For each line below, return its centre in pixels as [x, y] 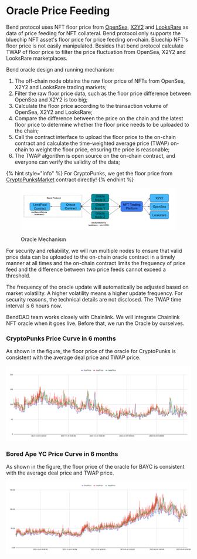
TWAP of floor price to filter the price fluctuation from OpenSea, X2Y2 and [96, 52]
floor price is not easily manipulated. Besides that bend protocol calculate [95, 46]
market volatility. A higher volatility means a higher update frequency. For [94, 293]
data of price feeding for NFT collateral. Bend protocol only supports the [94, 33]
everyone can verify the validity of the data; [67, 162]
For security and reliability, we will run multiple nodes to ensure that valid [94, 250]
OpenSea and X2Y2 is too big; [51, 99]
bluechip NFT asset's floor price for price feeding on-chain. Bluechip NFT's [97, 39]
